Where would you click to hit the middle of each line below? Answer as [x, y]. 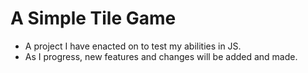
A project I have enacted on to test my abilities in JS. [133, 46]
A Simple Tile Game [93, 18]
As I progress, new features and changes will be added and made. [161, 56]
